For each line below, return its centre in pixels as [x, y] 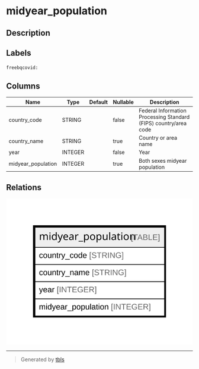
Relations [24, 187]
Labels [19, 53]
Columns [23, 86]
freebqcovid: [22, 68]
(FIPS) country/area [163, 123]
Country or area [158, 138]
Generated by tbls [43, 359]
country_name [26, 141]
